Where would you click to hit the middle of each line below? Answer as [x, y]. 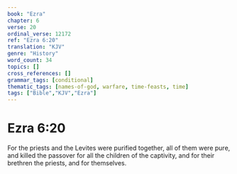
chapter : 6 [23, 21]
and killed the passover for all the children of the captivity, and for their [111, 156]
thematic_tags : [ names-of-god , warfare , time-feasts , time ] [98, 87]
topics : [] [23, 67]
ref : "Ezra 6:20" [33, 40]
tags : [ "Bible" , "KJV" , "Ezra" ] [52, 93]
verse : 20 [22, 27]
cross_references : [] [39, 73]
